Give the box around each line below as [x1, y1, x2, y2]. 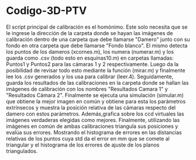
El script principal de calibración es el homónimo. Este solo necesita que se [6, 23, 188, 30]
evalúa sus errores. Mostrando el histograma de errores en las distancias [6, 128, 183, 135]
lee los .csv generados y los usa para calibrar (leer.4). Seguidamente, [6, 73, 174, 80]
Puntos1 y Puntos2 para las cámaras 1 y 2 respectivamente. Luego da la [6, 60, 179, 68]
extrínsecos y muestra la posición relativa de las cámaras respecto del [6, 104, 176, 111]
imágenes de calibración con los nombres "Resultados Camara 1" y [6, 85, 168, 92]
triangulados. [6, 147, 38, 154]
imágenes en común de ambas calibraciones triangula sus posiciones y [6, 123, 178, 130]
